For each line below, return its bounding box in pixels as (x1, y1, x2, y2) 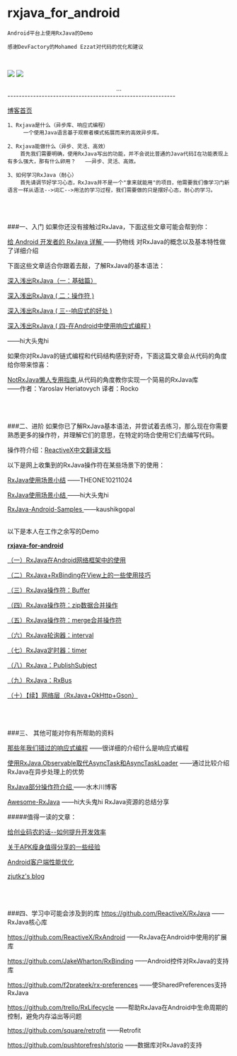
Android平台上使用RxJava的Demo (7, 30, 93, 37)
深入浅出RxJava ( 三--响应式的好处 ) (7, 306, 112, 315)
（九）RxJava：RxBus (7, 675, 72, 684)
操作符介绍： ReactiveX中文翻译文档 (7, 446, 111, 454)
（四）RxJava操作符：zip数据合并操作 (7, 600, 118, 609)
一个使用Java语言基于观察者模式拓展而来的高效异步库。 (23, 129, 163, 136)
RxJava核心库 (7, 917, 47, 926)
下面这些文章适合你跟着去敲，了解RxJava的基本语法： (7, 261, 165, 269)
